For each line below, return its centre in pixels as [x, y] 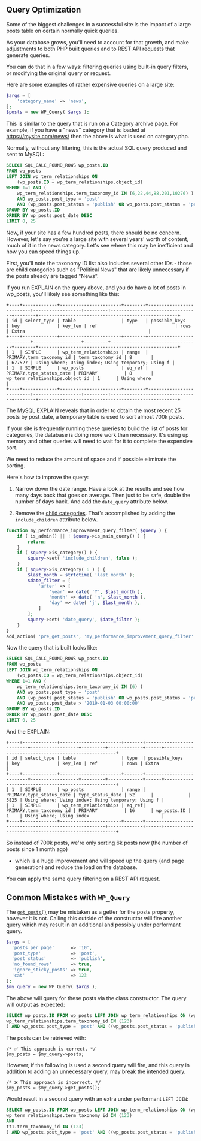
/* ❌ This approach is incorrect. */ [54, 1083]
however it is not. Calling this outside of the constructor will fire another [94, 918]
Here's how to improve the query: [48, 477]
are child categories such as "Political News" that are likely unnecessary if [98, 270]
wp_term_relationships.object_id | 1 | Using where [79, 378]
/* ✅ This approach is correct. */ [51, 1049]
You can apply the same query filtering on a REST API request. [83, 879]
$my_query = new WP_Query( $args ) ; [52, 986]
